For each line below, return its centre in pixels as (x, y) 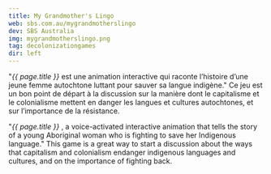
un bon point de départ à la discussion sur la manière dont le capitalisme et (134, 93)
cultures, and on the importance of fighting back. (90, 161)
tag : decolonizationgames (52, 46)
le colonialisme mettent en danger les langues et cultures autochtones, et (131, 102)
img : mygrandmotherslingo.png (60, 38)
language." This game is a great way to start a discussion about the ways (131, 144)
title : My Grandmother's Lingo (61, 16)
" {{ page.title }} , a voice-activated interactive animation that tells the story (133, 127)
